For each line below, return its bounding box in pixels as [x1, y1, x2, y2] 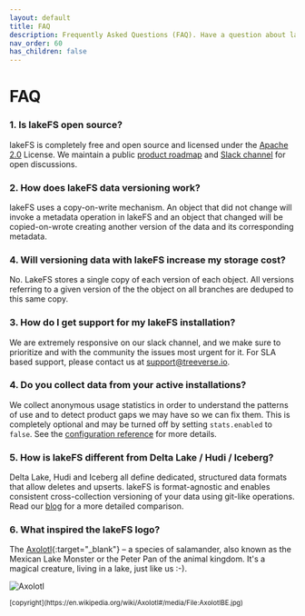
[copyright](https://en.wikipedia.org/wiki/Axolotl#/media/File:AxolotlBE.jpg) [9, 599, 243, 608]
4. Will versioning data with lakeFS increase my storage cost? [9, 253, 286, 266]
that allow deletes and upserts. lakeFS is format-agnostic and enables [9, 482, 271, 492]
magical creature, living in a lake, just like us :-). [9, 563, 188, 574]
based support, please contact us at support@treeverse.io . [9, 356, 231, 367]
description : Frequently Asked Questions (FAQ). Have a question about [9, 30, 286, 39]
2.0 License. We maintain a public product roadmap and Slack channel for [9, 149, 286, 160]
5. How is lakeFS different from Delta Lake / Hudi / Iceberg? [9, 451, 274, 463]
